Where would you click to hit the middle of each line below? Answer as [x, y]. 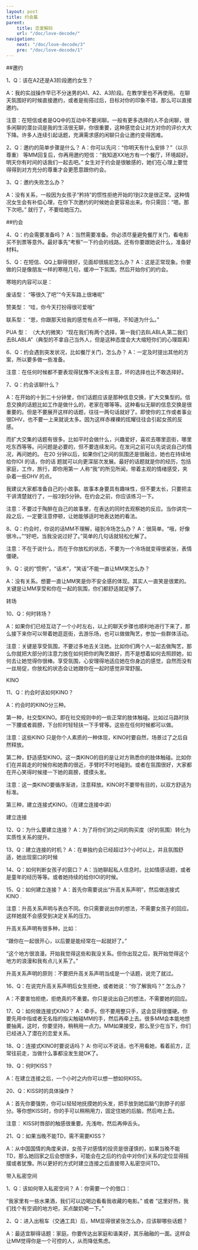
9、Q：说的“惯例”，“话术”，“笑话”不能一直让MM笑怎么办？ [78, 569]
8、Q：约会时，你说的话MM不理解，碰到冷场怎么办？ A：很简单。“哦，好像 [98, 528]
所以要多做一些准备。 [42, 359]
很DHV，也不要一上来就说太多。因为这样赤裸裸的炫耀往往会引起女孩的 [92, 419]
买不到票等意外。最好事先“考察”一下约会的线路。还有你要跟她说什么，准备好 [99, 242]
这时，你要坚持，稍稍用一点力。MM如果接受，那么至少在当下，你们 [109, 1025]
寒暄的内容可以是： [29, 282]
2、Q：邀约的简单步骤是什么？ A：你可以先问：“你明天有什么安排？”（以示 [97, 147]
